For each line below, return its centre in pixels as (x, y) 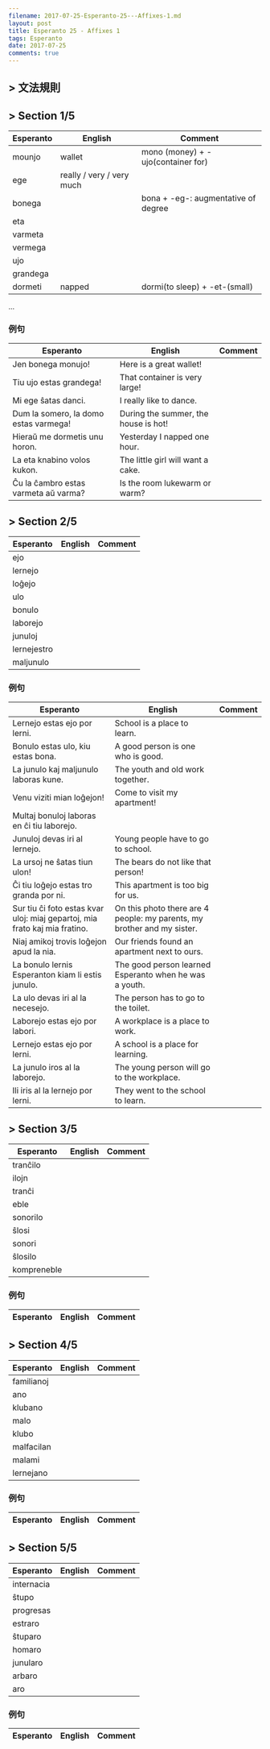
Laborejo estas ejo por (55, 1021)
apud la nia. (34, 951)
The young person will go (162, 1067)
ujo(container (167, 162)
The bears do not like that (163, 862)
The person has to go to (160, 998)
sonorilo (28, 1218)
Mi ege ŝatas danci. (49, 400)
